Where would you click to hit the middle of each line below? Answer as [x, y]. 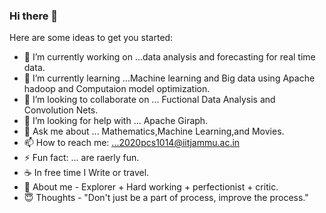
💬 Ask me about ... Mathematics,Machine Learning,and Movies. [154, 131]
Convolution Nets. [61, 110]
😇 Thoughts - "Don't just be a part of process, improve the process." [166, 198]
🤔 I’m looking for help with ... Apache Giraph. [116, 121]
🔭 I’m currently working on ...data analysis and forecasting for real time [169, 57]
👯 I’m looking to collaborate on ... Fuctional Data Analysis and [149, 100]
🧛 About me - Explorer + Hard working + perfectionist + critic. [151, 187]
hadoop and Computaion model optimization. [117, 89]
